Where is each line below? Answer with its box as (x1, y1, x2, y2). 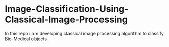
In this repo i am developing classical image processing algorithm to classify (5, 30, 164, 36)
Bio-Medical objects (5, 36, 47, 42)
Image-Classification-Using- (5, 3, 129, 15)
